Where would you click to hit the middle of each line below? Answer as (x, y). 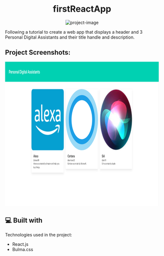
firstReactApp (82, 9)
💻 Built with (24, 221)
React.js (20, 244)
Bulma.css (22, 249)
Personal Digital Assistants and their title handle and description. (70, 37)
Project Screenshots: (38, 53)
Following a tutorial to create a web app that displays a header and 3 (74, 32)
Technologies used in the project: (39, 235)
